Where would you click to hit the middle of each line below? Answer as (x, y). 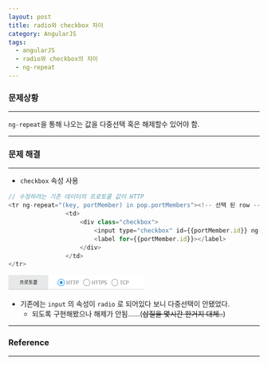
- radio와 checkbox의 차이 (57, 59)
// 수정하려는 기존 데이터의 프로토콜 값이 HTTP (76, 197)
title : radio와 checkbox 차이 (56, 25)
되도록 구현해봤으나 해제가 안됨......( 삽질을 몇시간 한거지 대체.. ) (128, 314)
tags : (17, 42)
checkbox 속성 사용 (49, 181)
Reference (29, 343)
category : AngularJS (43, 34)
